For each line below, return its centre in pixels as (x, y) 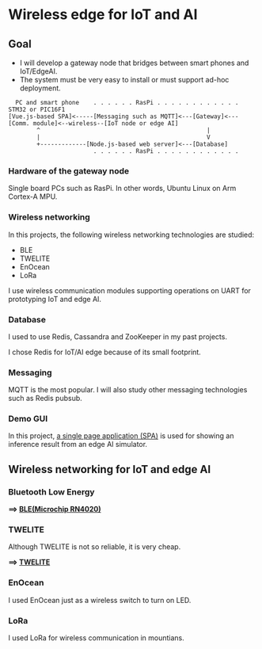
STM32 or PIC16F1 (37, 109)
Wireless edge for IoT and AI (103, 15)
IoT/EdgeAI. (38, 71)
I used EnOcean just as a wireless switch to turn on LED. (100, 600)
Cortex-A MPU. (33, 197)
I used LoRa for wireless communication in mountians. (96, 638)
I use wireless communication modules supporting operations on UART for (130, 290)
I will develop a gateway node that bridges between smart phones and (134, 63)
